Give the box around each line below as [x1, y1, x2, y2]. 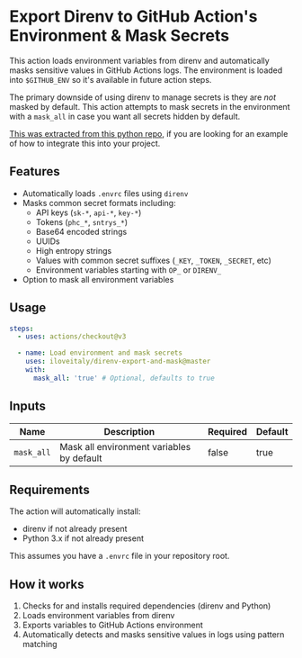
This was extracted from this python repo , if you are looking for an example [9, 128, 289, 139]
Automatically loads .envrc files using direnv [22, 187, 189, 199]
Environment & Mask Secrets [9, 25, 230, 46]
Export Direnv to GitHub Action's [9, 6, 258, 27]
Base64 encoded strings [35, 226, 128, 237]
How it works [9, 576, 84, 591]
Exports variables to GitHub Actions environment [22, 619, 204, 631]
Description [103, 425, 155, 437]
